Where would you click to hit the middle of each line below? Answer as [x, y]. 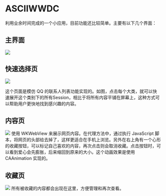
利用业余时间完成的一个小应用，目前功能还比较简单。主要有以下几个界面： [81, 23]
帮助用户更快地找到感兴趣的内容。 [44, 103]
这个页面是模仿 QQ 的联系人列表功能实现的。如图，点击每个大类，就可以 [79, 91]
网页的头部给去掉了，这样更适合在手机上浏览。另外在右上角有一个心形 [89, 140]
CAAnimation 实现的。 [28, 158]
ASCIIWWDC [32, 9]
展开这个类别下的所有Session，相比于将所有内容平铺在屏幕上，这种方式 [82, 97]
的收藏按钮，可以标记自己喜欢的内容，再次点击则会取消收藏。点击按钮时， [81, 146]
